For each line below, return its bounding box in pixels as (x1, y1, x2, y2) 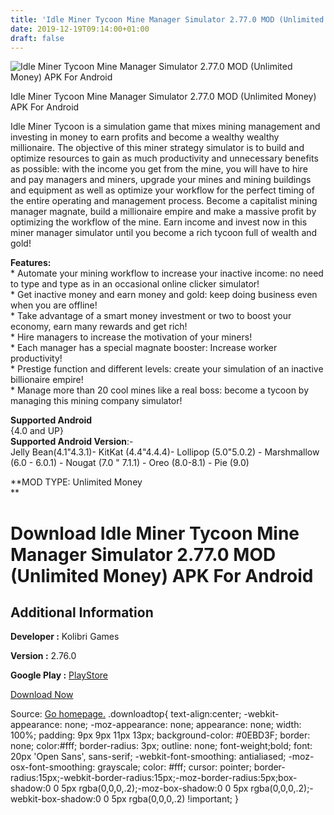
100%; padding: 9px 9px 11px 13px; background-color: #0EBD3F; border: (10, 729, 311, 741)
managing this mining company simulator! (10, 395, 183, 407)
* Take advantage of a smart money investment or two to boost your (10, 310, 292, 322)
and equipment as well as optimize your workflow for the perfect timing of (10, 184, 315, 196)
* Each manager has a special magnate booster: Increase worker (10, 342, 278, 354)
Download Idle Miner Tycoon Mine (10, 522, 300, 545)
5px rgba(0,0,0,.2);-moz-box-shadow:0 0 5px (61, 782, 249, 795)
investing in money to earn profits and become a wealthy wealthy (10, 131, 280, 143)
